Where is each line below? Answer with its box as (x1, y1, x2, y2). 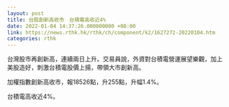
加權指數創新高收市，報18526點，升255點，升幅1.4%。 (7, 78, 163, 86)
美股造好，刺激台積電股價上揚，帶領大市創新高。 (7, 63, 145, 72)
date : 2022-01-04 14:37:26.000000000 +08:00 (7, 22, 136, 29)
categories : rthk (7, 35, 57, 42)
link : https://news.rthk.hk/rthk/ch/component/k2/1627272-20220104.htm (7, 29, 215, 36)
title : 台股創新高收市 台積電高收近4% (7, 16, 106, 23)
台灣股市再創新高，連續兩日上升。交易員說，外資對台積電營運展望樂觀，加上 (7, 55, 223, 63)
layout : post (7, 10, 44, 17)
